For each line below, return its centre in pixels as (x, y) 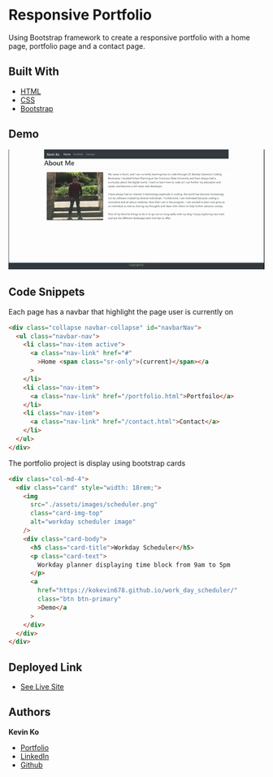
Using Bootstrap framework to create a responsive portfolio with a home (129, 37)
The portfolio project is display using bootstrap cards (97, 463)
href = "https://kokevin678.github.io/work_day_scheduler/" (138, 591)
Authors (30, 712)
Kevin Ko (24, 731)
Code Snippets (47, 292)
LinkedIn (35, 756)
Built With (34, 72)
